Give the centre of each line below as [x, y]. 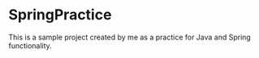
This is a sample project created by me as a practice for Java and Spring [130, 37]
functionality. [30, 45]
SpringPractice [60, 15]
